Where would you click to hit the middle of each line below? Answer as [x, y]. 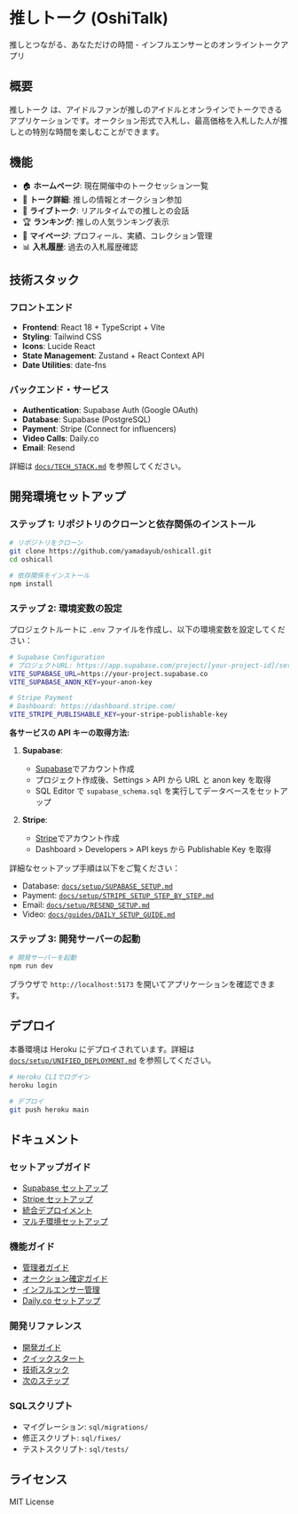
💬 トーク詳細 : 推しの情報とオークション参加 [102, 199]
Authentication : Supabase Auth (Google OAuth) [110, 410]
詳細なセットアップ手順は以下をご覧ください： [94, 868]
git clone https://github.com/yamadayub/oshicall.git [111, 552]
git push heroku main [49, 1110]
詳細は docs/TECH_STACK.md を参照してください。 [98, 466]
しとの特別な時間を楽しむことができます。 [86, 131]
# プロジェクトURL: [41, 665]
